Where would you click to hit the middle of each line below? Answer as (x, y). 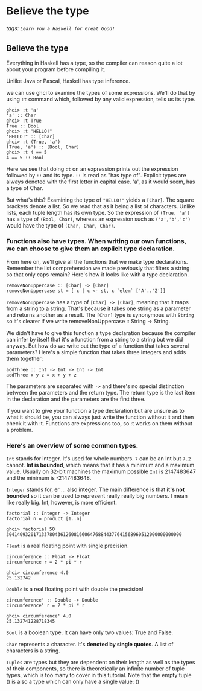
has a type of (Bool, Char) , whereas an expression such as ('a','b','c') (99, 219)
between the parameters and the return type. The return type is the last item (101, 393)
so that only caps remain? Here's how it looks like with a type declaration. (97, 275)
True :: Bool (23, 126)
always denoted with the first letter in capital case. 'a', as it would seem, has (101, 182)
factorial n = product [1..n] (44, 519)
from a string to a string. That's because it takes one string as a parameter (99, 308)
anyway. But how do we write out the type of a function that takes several (98, 346)
